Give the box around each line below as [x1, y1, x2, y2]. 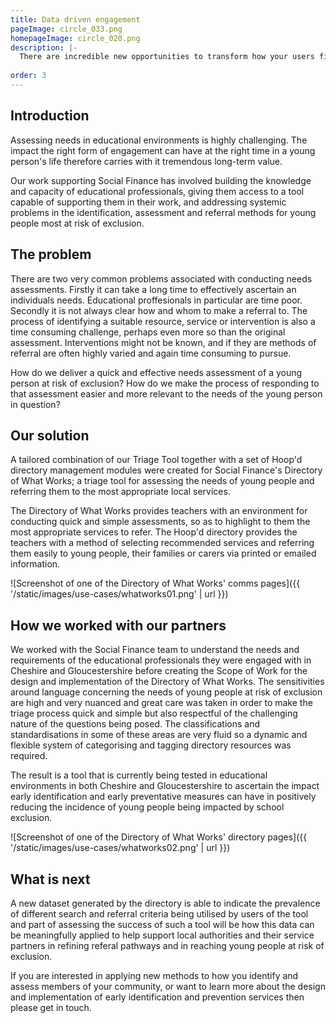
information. [10, 558, 61, 570]
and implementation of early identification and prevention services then [10, 991, 305, 1003]
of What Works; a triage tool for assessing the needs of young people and [10, 475, 315, 487]
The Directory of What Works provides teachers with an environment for [10, 505, 308, 517]
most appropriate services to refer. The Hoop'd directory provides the [10, 526, 298, 538]
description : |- [10, 42, 78, 53]
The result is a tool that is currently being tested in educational [10, 769, 268, 781]
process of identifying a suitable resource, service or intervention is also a [10, 315, 316, 327]
